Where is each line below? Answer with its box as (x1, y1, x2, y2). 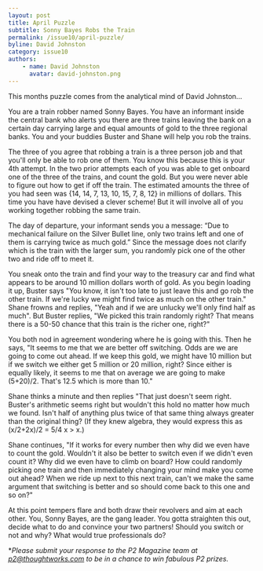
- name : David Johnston (22, 63, 100, 71)
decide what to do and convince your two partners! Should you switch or (8, 522, 244, 531)
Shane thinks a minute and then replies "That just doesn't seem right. (8, 391, 232, 401)
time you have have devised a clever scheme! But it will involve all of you (8, 197, 243, 207)
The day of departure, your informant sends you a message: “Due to (8, 221, 229, 230)
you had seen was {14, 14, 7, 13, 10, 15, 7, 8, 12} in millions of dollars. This (8, 189, 242, 198)
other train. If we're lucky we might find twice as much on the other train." (8, 294, 247, 303)
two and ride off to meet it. (8, 254, 94, 263)
